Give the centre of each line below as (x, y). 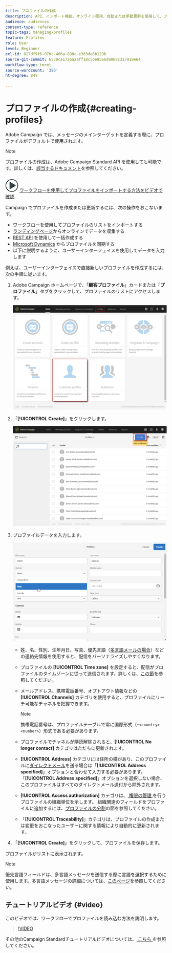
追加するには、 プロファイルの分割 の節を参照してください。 (97, 808)
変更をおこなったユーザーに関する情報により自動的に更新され (90, 825)
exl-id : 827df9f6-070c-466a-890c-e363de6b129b (56, 54)
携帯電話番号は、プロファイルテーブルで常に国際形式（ (79, 724)
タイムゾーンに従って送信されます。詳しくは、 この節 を (101, 674)
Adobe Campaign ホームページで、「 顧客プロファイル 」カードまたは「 (86, 285)
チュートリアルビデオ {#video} (54, 905)
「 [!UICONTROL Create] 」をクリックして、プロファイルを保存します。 (88, 842)
